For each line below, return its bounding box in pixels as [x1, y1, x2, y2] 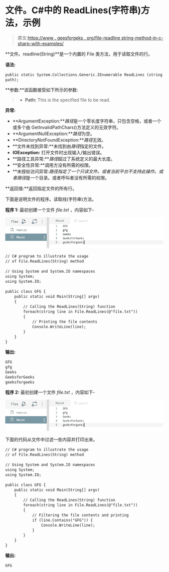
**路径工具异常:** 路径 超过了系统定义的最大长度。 [12, 156, 115, 162]
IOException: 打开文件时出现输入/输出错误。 [12, 149, 105, 155]
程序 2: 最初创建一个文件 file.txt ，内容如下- [5, 389, 95, 396]
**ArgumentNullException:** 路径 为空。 [12, 131, 95, 137]
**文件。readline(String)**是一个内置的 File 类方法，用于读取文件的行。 [5, 51, 153, 57]
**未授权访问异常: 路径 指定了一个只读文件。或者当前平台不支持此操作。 [12, 168, 159, 174]
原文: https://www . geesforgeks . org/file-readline [17, 35, 120, 41]
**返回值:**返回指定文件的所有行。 [5, 185, 77, 192]
